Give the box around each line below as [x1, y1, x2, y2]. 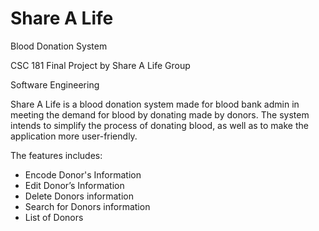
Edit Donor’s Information [24, 179, 125, 191]
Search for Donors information [24, 200, 151, 212]
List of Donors [24, 211, 84, 223]
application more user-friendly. [10, 130, 138, 142]
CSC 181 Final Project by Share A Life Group [10, 59, 191, 71]
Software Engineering [10, 78, 100, 91]
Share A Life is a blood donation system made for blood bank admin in [10, 98, 300, 110]
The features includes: [10, 149, 103, 161]
